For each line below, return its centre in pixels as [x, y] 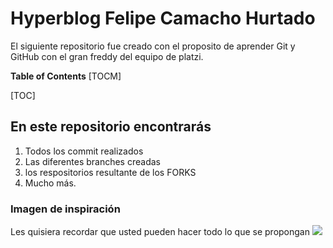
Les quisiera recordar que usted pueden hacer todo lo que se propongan [160, 232]
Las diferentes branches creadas [92, 161]
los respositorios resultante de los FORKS [110, 172]
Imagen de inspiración [65, 209]
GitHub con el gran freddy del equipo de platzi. [107, 56]
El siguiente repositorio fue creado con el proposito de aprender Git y [153, 46]
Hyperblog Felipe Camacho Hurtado [163, 18]
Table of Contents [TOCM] [66, 76]
